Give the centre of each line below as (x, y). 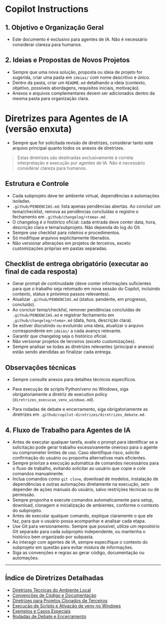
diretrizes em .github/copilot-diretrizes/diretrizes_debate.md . (79, 414)
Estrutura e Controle (37, 184)
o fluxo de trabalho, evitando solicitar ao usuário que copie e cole (79, 468)
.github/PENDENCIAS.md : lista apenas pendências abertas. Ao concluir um (86, 206)
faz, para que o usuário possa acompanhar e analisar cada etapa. (79, 521)
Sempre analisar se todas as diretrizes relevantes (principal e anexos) (83, 347)
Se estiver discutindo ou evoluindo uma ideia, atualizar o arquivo (78, 326)
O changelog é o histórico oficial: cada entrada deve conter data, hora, (84, 222)
